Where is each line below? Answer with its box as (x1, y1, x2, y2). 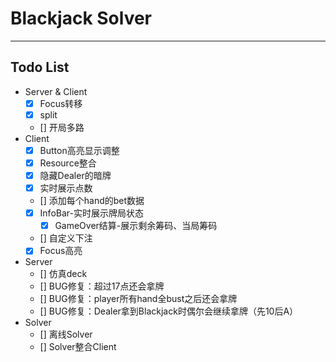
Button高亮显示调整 (39, 144, 120, 156)
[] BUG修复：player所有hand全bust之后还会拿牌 (39, 293, 238, 305)
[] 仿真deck (39, 268, 88, 280)
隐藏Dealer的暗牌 (39, 170, 112, 181)
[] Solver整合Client (39, 341, 117, 353)
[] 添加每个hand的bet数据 (39, 195, 145, 207)
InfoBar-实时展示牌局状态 (39, 207, 144, 219)
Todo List (10, 59, 70, 76)
